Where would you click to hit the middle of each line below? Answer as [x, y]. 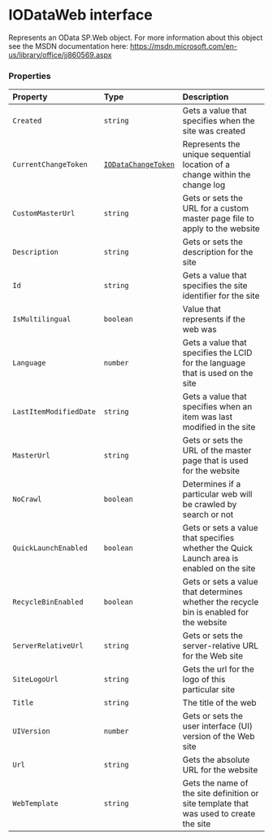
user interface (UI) [218, 726]
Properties [30, 76]
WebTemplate [36, 804]
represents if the [214, 319]
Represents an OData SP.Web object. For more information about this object [136, 37]
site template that [216, 803]
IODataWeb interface [80, 15]
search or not [208, 514]
